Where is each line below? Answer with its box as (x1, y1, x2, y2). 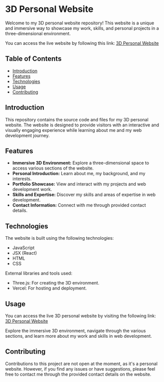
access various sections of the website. (12, 165, 94, 171)
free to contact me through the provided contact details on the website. (5, 371, 152, 377)
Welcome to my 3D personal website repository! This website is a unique (5, 20, 155, 26)
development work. (12, 187, 52, 192)
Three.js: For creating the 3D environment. (12, 280, 99, 286)
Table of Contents (5, 55, 62, 63)
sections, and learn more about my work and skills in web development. (5, 333, 153, 339)
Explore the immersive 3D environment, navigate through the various (5, 328, 146, 334)
